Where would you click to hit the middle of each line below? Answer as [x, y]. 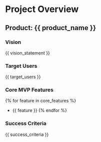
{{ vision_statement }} [27, 53]
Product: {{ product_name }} [51, 28]
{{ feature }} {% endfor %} [40, 110]
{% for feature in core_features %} [41, 101]
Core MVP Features [29, 90]
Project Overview [42, 9]
